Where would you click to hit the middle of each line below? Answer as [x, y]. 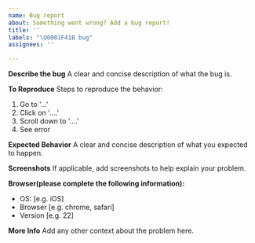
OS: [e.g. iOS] [42, 199]
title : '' [24, 30]
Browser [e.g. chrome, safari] [67, 207]
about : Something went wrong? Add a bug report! [89, 23]
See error [35, 130]
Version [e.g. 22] [47, 215]
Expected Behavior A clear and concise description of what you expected [128, 145]
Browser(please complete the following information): [97, 184]
